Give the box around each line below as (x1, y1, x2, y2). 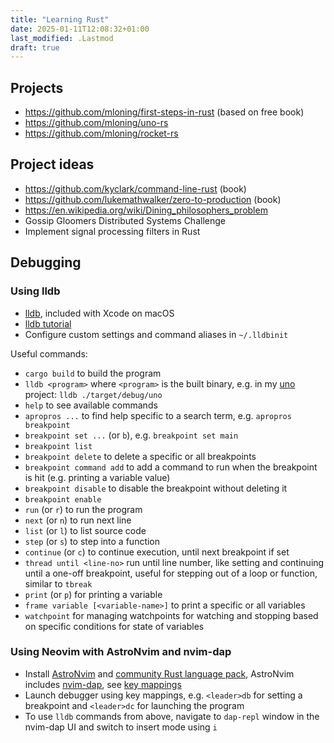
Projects (10, 79, 64, 96)
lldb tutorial (24, 317, 72, 330)
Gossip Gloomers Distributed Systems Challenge (24, 214, 226, 226)
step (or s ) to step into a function (24, 535, 161, 547)
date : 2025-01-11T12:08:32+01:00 (10, 24, 150, 34)
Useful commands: (10, 347, 88, 360)
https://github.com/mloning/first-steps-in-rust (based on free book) (24, 106, 305, 118)
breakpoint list (24, 441, 93, 451)
